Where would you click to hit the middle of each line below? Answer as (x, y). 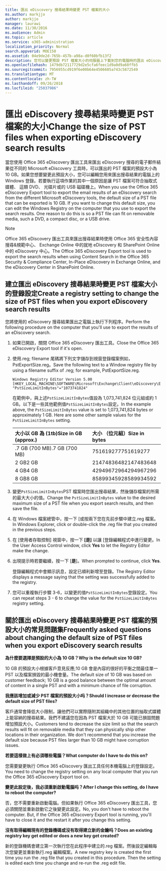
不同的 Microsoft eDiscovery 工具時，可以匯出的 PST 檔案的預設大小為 (85, 169)
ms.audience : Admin (25, 33)
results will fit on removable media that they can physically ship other (76, 730)
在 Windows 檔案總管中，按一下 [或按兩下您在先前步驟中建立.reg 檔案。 (85, 519)
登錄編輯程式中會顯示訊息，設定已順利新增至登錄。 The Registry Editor (84, 572)
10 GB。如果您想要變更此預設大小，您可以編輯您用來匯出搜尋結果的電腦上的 (83, 174)
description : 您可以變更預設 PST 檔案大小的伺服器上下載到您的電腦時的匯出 (75, 60)
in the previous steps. (34, 530)
